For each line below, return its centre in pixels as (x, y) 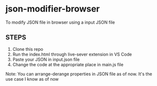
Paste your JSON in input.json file (46, 59)
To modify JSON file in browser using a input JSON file (60, 22)
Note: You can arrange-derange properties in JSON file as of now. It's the (79, 74)
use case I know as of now (32, 79)
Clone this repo (28, 49)
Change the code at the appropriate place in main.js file (68, 64)
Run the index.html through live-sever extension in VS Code (72, 54)
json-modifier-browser (53, 9)
